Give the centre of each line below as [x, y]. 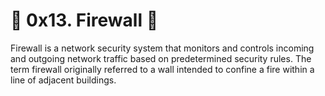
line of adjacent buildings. [63, 80]
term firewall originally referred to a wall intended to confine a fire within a [162, 69]
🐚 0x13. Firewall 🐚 [84, 20]
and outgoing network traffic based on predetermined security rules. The [161, 58]
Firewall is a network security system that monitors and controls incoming [162, 48]
